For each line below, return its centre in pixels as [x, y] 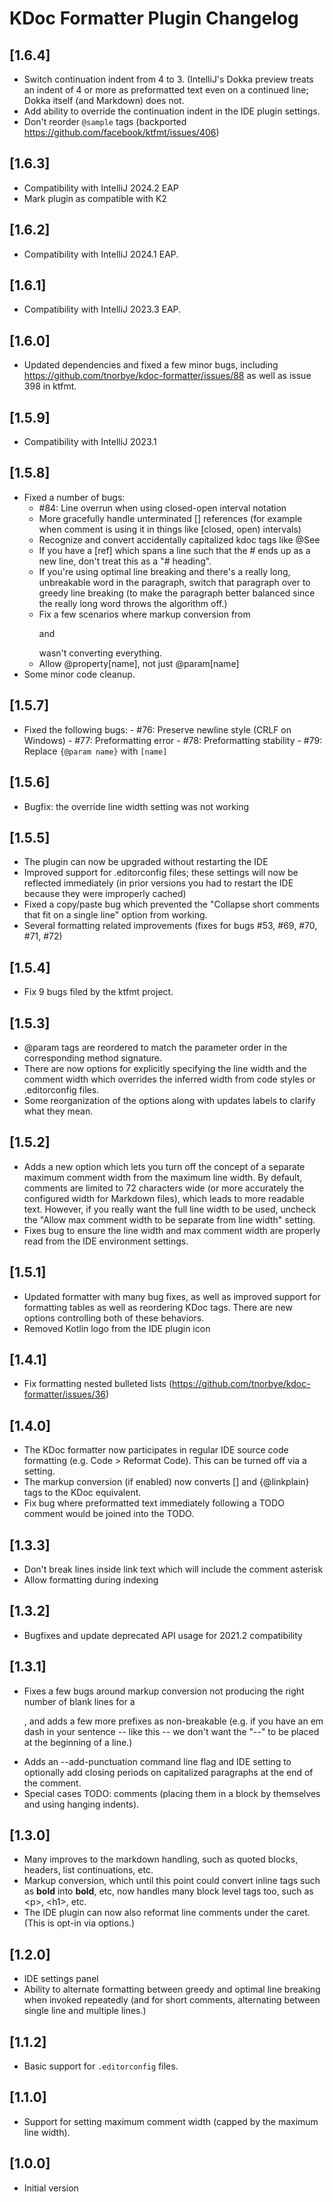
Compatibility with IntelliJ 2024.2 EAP [101, 188]
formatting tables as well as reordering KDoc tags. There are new [158, 1307]
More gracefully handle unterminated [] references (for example [170, 518]
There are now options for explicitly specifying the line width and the [165, 1068]
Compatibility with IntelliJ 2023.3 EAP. [102, 309]
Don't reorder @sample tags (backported [105, 121]
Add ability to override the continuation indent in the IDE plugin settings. [172, 111]
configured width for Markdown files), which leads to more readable [164, 1198]
